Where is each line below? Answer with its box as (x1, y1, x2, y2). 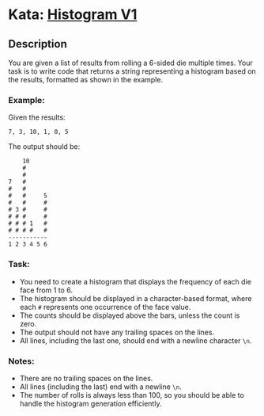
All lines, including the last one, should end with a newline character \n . (19, 335, 252, 345)
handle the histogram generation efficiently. (19, 399, 162, 408)
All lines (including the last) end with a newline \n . (19, 382, 182, 391)
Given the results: (8, 113, 66, 122)
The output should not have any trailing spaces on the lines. (19, 327, 215, 337)
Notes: (8, 355, 35, 366)
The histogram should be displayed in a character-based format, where (19, 293, 252, 303)
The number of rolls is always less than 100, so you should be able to (19, 390, 245, 399)
